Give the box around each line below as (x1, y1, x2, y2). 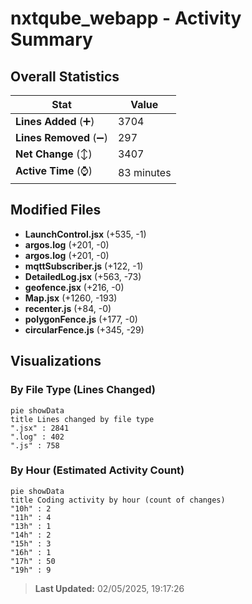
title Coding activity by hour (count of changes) (10, 495, 226, 505)
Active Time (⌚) (15, 164, 93, 177)
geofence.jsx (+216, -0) (24, 281, 125, 293)
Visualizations (10, 353, 102, 370)
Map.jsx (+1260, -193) (24, 292, 118, 304)
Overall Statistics (10, 68, 120, 85)
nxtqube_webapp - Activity (10, 7, 242, 30)
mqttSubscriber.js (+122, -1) (24, 260, 144, 272)
